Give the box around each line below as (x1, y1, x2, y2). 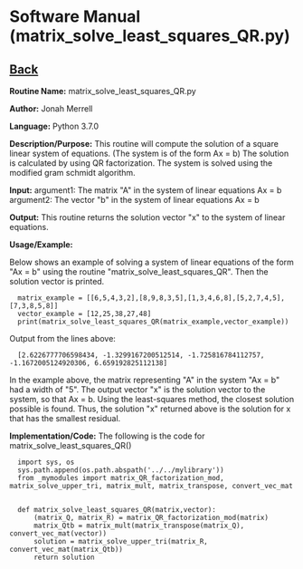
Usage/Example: (9, 239, 73, 250)
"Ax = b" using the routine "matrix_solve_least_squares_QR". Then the (9, 266, 269, 277)
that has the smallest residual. (9, 413, 121, 423)
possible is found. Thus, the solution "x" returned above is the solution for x (9, 403, 291, 414)
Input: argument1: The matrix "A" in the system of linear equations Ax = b (9, 185, 282, 196)
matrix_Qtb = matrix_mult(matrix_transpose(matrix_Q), (33, 521, 245, 530)
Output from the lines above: (9, 333, 116, 343)
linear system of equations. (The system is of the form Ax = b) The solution (9, 148, 289, 159)
